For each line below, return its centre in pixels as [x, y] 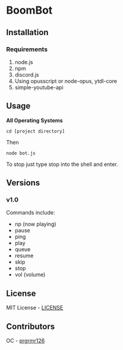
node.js [24, 62]
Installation [27, 32]
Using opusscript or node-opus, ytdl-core [66, 81]
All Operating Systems [35, 120]
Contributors [31, 327]
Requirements [27, 49]
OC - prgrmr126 [26, 340]
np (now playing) [35, 224]
